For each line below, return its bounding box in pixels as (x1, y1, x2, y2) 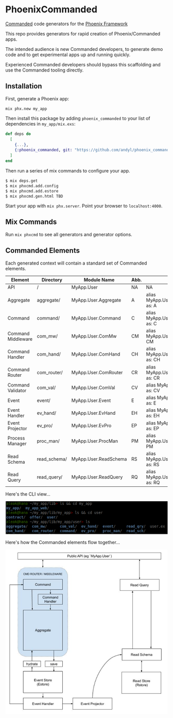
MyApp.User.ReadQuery (71, 474, 123, 480)
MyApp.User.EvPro (71, 423, 112, 429)
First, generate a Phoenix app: (5, 95, 70, 101)
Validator (7, 387, 27, 393)
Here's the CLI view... (5, 491, 50, 497)
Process (7, 435, 25, 441)
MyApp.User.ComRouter (71, 369, 123, 375)
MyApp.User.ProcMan (71, 437, 118, 444)
